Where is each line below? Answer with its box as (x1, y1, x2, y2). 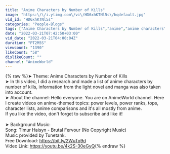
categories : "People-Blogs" (5, 21, 65, 27)
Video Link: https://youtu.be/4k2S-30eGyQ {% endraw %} (5, 143, 125, 149)
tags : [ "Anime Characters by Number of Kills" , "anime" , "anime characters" (5, 26, 166, 31)
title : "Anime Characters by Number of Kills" (5, 7, 105, 13)
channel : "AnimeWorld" (5, 59, 53, 64)
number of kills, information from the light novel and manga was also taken (5, 84, 161, 90)
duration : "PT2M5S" (5, 41, 47, 46)
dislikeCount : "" (5, 54, 42, 60)
